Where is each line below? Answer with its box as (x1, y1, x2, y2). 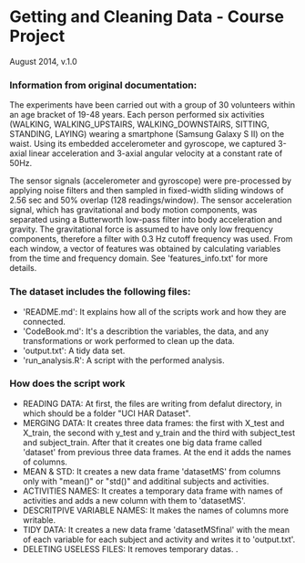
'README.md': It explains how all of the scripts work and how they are (22, 306, 287, 317)
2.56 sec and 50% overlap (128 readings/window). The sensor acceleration (9, 194, 292, 206)
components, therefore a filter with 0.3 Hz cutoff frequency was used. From (9, 234, 293, 245)
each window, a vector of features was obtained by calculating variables (9, 244, 281, 255)
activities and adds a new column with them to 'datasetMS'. (22, 495, 246, 506)
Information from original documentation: (9, 78, 198, 91)
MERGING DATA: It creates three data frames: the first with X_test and (22, 417, 285, 428)
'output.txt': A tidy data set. (22, 345, 126, 356)
